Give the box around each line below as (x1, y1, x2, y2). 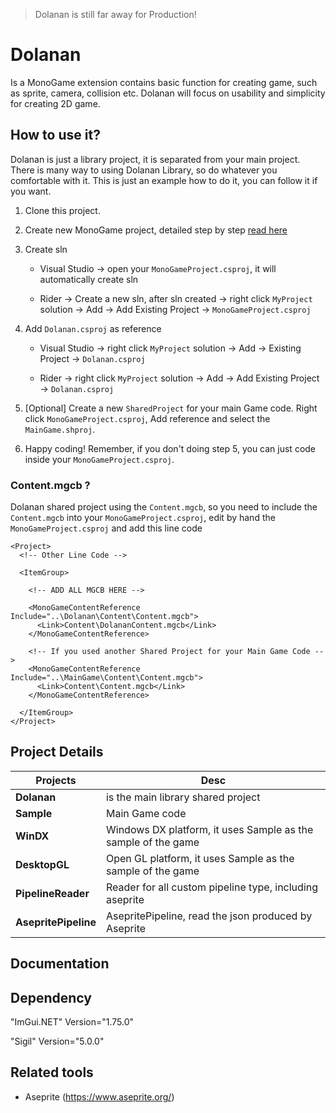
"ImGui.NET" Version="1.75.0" (10, 1016, 135, 1028)
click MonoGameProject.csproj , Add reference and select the (24, 412, 271, 424)
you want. (10, 185, 52, 197)
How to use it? (10, 127, 101, 144)
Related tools (10, 1064, 94, 1081)
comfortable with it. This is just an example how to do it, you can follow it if (10, 174, 318, 186)
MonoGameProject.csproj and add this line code (10, 522, 203, 534)
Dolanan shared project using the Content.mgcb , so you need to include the (10, 501, 318, 513)
